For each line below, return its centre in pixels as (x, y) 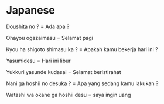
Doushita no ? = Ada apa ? (38, 26)
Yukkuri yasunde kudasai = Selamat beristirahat (64, 72)
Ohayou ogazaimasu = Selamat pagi (50, 38)
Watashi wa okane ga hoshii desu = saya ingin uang (69, 95)
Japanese (31, 10)
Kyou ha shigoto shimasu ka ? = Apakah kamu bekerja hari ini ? (82, 49)
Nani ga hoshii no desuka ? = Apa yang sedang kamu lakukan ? (82, 83)
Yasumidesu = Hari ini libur (39, 61)
